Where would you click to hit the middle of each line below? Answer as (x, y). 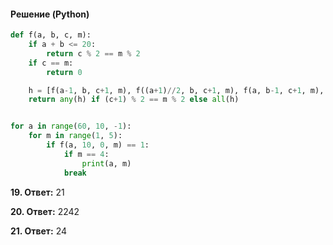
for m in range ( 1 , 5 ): (75, 136)
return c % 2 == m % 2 (93, 53)
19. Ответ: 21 (37, 192)
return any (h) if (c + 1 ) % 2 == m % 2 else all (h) (134, 100)
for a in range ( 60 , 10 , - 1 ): (71, 126)
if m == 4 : (86, 154)
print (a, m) (106, 163)
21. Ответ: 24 (38, 231)
